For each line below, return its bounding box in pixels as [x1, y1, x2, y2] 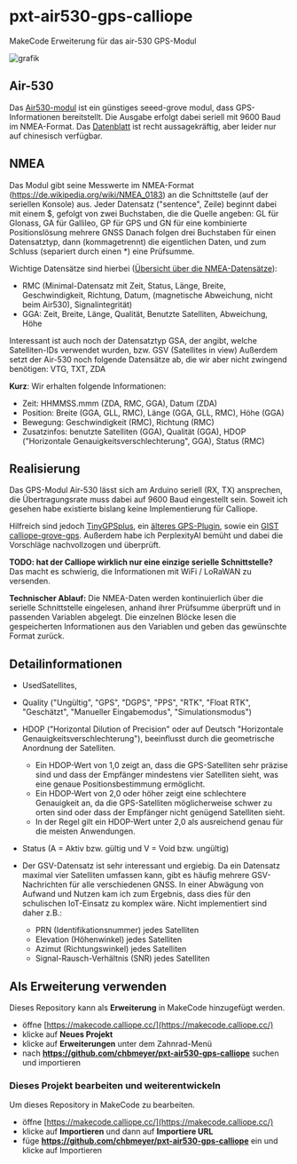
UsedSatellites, [21, 680, 77, 691]
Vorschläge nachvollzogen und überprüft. [9, 540, 161, 550]
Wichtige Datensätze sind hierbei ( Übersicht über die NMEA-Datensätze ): [9, 263, 277, 273]
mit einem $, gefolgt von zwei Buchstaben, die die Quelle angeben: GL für [9, 208, 279, 218]
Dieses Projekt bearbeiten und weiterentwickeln [9, 1079, 222, 1091]
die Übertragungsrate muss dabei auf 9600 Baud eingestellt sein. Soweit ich [9, 495, 288, 505]
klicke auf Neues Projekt [21, 1029, 113, 1040]
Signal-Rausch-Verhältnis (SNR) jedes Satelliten [35, 953, 210, 964]
